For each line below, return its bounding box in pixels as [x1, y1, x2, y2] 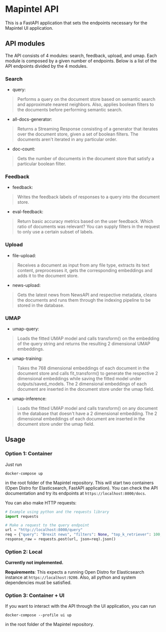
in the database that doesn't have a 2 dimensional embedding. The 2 [17, 410, 157, 416]
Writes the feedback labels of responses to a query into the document [17, 194, 160, 200]
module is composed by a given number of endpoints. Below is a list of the [5, 58, 157, 64]
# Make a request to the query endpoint [5, 523, 90, 528]
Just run [5, 461, 22, 467]
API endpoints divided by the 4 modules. [5, 63, 88, 69]
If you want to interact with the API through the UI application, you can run [5, 603, 156, 609]
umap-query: [12, 325, 40, 332]
